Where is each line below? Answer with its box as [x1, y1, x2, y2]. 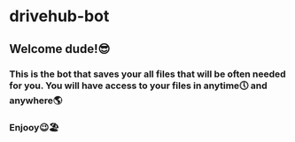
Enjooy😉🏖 [9, 122, 59, 134]
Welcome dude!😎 [9, 41, 111, 56]
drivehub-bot [9, 6, 110, 26]
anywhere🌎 [9, 94, 63, 107]
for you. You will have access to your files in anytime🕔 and [9, 79, 268, 92]
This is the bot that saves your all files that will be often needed [9, 68, 286, 80]
